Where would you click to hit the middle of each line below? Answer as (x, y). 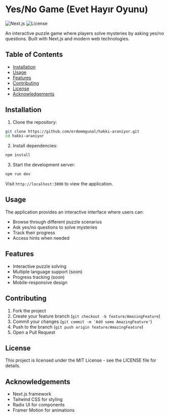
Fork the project (29, 310)
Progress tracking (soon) (39, 277)
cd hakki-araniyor (25, 136)
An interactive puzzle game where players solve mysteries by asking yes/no (84, 33)
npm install (18, 155)
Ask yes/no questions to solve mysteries (55, 227)
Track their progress (34, 233)
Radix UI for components (39, 405)
